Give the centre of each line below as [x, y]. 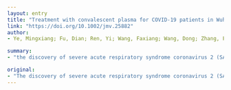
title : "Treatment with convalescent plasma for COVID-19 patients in [110, 20]
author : [18, 32]
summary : [20, 51]
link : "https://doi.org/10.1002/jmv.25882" [70, 26]
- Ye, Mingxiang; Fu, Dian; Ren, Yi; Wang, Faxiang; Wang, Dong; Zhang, [113, 39]
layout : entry [27, 13]
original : [21, 70]
